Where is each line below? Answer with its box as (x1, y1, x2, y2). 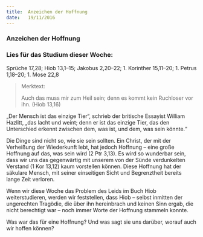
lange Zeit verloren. (6, 175, 55, 183)
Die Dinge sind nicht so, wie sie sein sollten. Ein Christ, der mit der (6, 137, 171, 144)
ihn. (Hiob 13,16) (21, 100, 61, 108)
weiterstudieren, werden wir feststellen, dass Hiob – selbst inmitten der (6, 193, 183, 201)
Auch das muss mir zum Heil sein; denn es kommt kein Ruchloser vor (21, 94, 193, 102)
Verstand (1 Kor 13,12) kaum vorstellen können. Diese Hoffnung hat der (6, 163, 182, 170)
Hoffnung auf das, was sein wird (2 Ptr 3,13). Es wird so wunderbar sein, (6, 149, 186, 157)
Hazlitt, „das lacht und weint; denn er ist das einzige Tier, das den (6, 118, 170, 126)
